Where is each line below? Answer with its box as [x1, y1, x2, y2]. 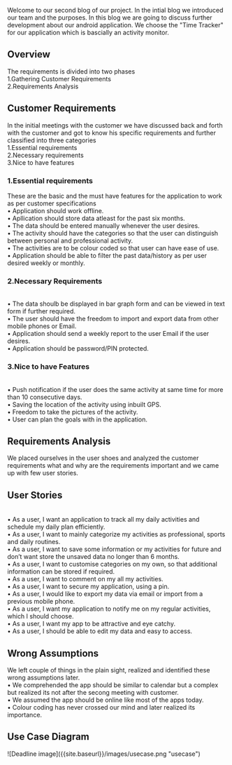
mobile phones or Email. [7, 322, 77, 330]
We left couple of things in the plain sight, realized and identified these [7, 665, 210, 674]
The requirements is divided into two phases [7, 67, 136, 76]
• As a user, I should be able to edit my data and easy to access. [7, 627, 193, 635]
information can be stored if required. [7, 567, 115, 576]
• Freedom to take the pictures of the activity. [7, 407, 138, 416]
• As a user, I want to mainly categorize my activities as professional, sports [7, 530, 226, 539]
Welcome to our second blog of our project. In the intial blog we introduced [7, 6, 224, 14]
